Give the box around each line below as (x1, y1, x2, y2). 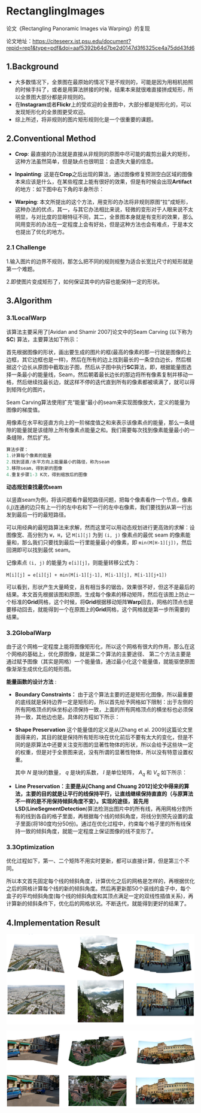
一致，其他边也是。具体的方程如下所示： (20, 713, 120, 720)
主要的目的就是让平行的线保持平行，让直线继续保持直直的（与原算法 (25, 790, 193, 798)
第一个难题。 (6, 265, 38, 272)
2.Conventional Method (6, 134, 96, 144)
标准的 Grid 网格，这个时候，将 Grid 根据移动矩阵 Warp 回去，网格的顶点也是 (11, 598, 194, 605)
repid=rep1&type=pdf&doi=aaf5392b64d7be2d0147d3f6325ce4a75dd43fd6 (6, 44, 195, 52)
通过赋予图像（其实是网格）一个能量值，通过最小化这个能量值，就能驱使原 (6, 658, 190, 665)
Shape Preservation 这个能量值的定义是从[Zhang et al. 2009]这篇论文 (14, 726, 188, 734)
